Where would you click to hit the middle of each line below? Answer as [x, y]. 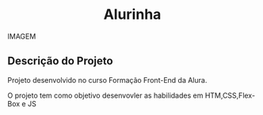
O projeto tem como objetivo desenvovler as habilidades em [105, 95]
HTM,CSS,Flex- [230, 95]
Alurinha [132, 15]
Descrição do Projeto [60, 61]
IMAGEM [22, 36]
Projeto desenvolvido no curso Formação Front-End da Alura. [107, 80]
